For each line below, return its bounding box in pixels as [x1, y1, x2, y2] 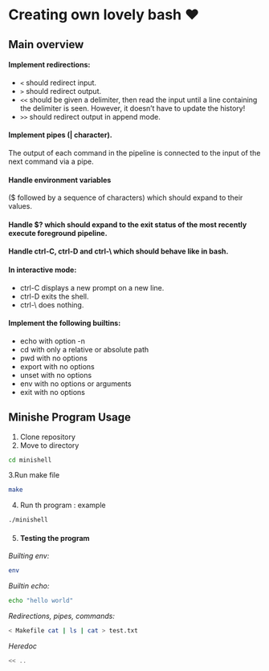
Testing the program [19, 533, 90, 543]
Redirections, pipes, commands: [8, 612, 115, 621]
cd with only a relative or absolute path [19, 344, 149, 354]
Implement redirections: [8, 60, 91, 70]
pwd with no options [19, 353, 88, 363]
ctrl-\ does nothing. [19, 299, 84, 310]
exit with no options [19, 387, 86, 396]
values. [8, 201, 32, 211]
